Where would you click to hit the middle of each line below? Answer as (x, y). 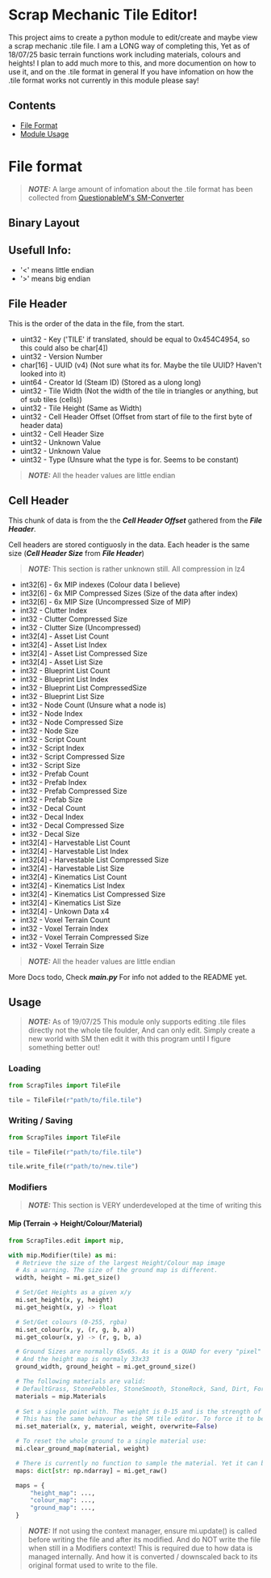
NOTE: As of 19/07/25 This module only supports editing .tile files (137, 1022)
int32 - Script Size (50, 765)
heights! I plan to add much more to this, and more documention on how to (132, 63)
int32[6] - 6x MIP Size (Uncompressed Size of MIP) (105, 601)
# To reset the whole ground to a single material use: (111, 1441)
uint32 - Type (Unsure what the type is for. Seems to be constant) (129, 460)
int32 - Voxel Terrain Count (65, 919)
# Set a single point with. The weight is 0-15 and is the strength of (139, 1411)
